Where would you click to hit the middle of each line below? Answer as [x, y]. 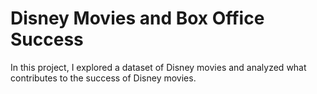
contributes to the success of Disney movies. [103, 78]
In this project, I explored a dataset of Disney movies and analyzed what [158, 67]
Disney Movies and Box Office [137, 18]
